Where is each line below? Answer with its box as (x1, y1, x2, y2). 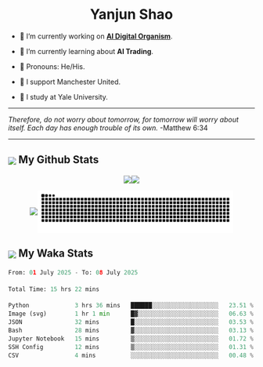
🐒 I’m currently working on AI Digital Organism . (19, 31, 173, 41)
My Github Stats (18, 153, 99, 166)
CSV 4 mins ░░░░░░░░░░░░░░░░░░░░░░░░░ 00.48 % (8, 351, 254, 359)
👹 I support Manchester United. (19, 77, 121, 86)
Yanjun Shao (89, 5, 174, 24)
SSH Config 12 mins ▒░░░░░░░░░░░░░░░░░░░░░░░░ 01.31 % (8, 343, 254, 351)
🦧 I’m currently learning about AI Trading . (19, 46, 154, 56)
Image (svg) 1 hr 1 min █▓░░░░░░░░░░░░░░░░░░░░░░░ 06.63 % (8, 310, 254, 318)
